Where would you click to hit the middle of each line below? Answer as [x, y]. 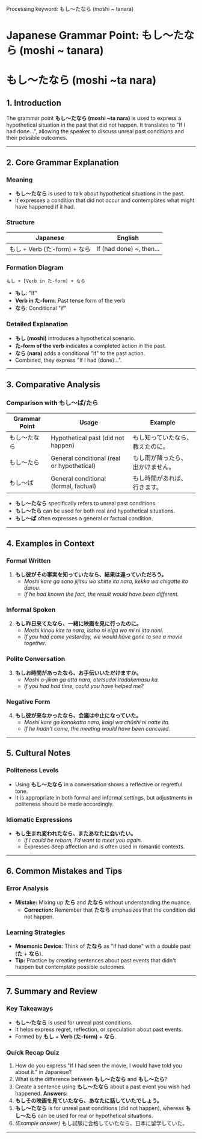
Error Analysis [28, 888]
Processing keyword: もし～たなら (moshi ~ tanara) [70, 9]
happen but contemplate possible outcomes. [70, 967]
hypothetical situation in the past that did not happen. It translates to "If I [96, 125]
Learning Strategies [36, 932]
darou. [32, 588]
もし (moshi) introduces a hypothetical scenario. [75, 338]
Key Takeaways [30, 1009]
